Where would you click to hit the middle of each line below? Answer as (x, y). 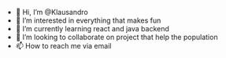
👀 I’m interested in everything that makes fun (88, 20)
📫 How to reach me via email (63, 46)
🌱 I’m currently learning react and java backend (92, 29)
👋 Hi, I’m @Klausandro (52, 12)
